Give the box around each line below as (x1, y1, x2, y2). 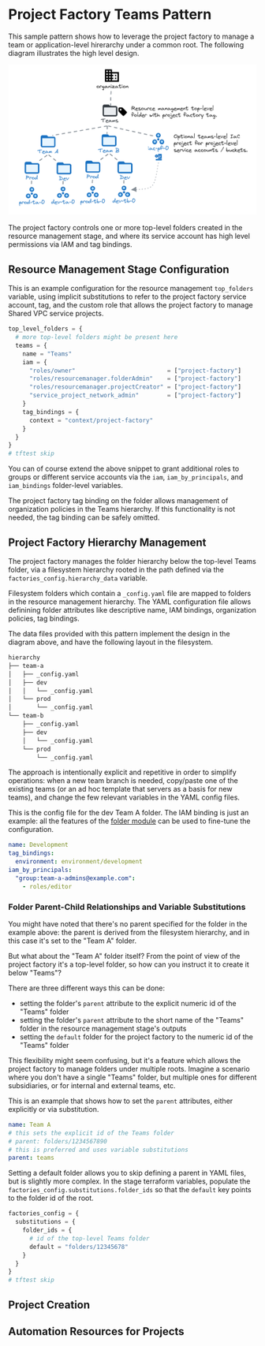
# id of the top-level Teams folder (28, 1234, 150, 1243)
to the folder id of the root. (8, 1193, 95, 1203)
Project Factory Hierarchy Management (8, 535, 207, 549)
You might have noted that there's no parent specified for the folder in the (8, 919, 248, 928)
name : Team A (8, 1120, 51, 1128)
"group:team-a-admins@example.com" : (15, 874, 136, 882)
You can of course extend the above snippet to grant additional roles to (8, 464, 240, 474)
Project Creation (8, 1298, 91, 1311)
